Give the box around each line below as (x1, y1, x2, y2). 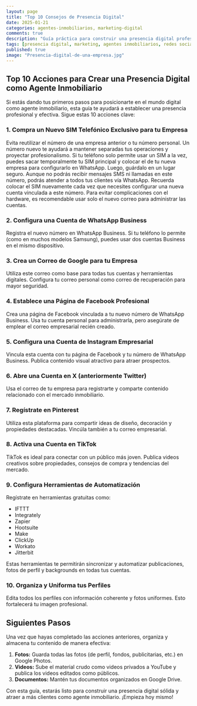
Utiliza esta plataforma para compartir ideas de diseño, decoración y (6, 419, 172, 426)
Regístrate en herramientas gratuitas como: (6, 494, 111, 501)
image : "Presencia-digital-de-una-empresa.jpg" (6, 52, 125, 58)
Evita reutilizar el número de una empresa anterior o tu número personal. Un (6, 139, 189, 146)
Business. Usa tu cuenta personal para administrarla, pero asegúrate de (6, 316, 180, 323)
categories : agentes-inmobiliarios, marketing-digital (6, 25, 143, 31)
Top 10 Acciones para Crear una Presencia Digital (6, 74, 191, 84)
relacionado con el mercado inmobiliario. (6, 391, 104, 398)
